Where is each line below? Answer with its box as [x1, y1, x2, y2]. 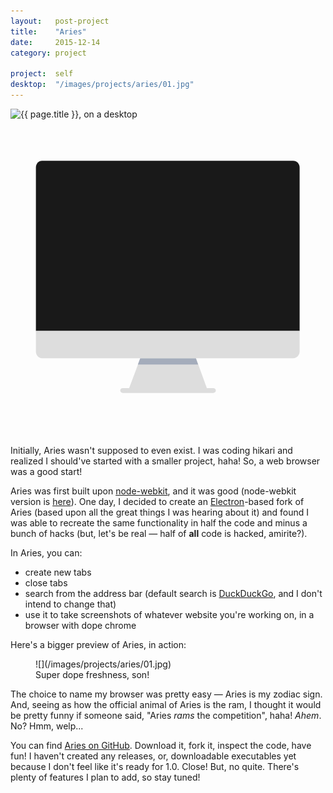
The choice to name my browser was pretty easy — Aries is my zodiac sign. [10, 688, 323, 700]
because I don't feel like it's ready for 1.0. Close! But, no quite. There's [10, 760, 300, 772]
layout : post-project [10, 16, 110, 26]
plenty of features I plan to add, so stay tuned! [10, 771, 201, 783]
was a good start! [10, 465, 83, 477]
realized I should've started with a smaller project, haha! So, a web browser [10, 455, 321, 467]
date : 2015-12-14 [10, 37, 101, 47]
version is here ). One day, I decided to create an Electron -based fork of [10, 495, 305, 507]
